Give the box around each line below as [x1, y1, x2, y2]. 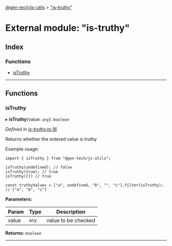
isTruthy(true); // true [5, 169, 58, 174]
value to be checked [46, 217, 96, 224]
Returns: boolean [5, 230, 42, 236]
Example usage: [5, 146, 39, 152]
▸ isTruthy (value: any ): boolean [5, 116, 70, 122]
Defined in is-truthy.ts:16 [5, 126, 57, 132]
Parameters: [5, 196, 32, 202]
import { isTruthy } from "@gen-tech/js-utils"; [5, 155, 111, 161]
